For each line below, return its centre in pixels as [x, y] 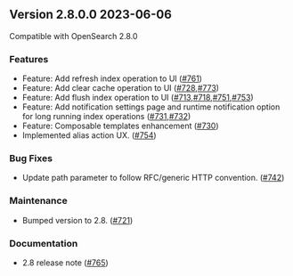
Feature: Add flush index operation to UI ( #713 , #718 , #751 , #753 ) [138, 98]
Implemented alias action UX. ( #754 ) [90, 135]
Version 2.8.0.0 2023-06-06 [90, 15]
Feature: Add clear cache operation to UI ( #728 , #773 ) [121, 88]
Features [29, 59]
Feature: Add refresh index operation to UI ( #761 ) [112, 78]
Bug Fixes [31, 158]
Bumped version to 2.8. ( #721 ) [77, 220]
